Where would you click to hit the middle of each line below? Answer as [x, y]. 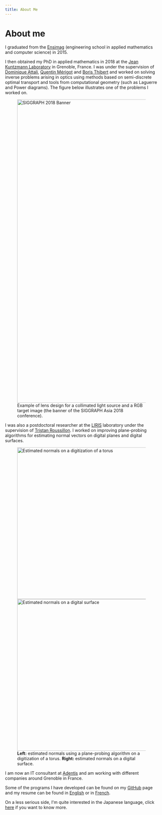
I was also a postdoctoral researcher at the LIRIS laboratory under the [74, 425]
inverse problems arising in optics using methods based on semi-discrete [78, 77]
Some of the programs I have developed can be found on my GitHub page [79, 787]
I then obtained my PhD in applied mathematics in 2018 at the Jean [72, 62]
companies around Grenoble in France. [44, 778]
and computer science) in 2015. [36, 52]
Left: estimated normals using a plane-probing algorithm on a [79, 753]
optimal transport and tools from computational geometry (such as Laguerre [81, 82]
